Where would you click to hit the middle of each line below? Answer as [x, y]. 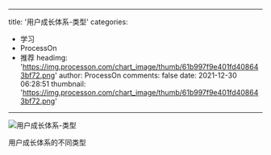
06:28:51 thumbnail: [53, 84]
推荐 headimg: [44, 58]
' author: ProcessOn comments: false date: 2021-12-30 [146, 75]
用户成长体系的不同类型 [47, 142]
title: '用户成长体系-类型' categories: [68, 22]
